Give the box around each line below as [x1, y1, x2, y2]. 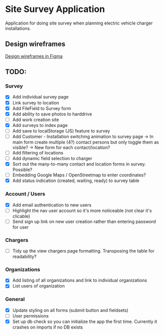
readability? [12, 253, 37, 259]
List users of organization [12, 283, 65, 289]
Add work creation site [12, 116, 59, 122]
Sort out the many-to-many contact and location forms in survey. [12, 161, 146, 167]
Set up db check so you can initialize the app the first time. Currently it [12, 318, 158, 324]
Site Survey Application [5, 3, 105, 15]
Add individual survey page [12, 94, 69, 100]
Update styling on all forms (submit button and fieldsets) [12, 307, 129, 313]
